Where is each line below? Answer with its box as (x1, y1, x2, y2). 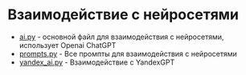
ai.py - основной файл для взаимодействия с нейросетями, (18, 32, 224, 41)
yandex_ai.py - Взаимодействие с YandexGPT (18, 57, 175, 67)
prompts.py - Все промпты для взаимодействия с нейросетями (18, 49, 238, 58)
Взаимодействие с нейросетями (7, 6, 239, 24)
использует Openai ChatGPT (18, 40, 117, 49)
